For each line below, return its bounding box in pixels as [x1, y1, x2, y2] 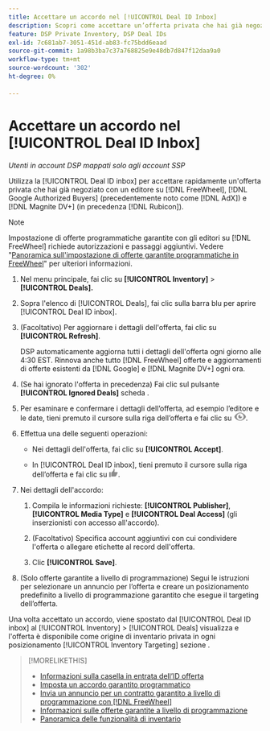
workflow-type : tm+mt [8, 56, 81, 64]
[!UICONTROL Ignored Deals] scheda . [19, 387, 150, 398]
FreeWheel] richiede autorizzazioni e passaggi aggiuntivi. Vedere [8, 242, 223, 251]
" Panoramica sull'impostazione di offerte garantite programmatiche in [8, 250, 239, 259]
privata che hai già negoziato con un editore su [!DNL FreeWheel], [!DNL [8, 184, 247, 194]
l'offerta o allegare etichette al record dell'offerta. [31, 542, 195, 551]
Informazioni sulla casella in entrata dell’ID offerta [39, 671, 205, 680]
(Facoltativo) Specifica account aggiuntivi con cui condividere [31, 533, 237, 543]
